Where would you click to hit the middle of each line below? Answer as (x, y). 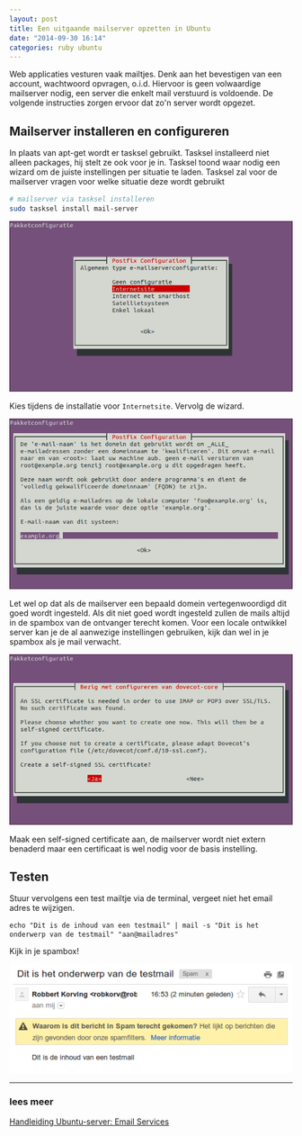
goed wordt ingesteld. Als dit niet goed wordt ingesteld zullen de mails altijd (150, 613)
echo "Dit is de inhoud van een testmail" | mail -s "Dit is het (134, 926)
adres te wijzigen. (42, 908)
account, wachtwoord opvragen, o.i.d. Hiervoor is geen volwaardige (135, 84)
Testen (29, 877)
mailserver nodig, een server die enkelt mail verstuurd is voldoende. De (142, 94)
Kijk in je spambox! (44, 951)
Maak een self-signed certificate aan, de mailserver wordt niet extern (138, 839)
